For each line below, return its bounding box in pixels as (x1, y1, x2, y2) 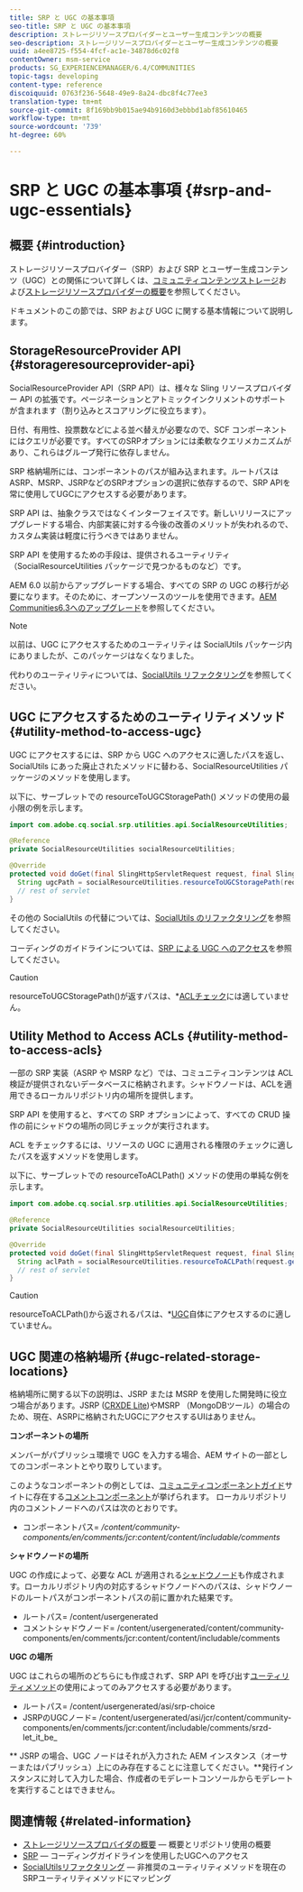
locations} (9, 1364, 69, 1379)
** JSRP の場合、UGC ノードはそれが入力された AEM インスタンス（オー (9, 1750, 280, 1761)
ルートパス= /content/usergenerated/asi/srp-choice (22, 1701, 216, 1712)
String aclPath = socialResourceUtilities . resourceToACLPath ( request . (17, 1257, 289, 1266)
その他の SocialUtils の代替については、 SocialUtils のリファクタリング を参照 (9, 912, 291, 923)
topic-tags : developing (9, 72, 99, 81)
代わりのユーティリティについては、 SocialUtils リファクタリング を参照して (9, 669, 286, 680)
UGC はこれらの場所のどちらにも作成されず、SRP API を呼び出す (9, 1670, 251, 1682)
